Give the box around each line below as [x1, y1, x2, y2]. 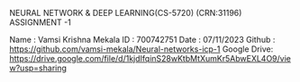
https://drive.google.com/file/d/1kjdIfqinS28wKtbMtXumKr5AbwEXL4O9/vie [9, 53, 291, 63]
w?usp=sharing [9, 62, 68, 73]
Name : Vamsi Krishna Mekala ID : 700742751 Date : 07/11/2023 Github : [9, 35, 276, 45]
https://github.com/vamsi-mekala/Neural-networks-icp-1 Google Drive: [9, 44, 274, 54]
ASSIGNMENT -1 [9, 17, 72, 28]
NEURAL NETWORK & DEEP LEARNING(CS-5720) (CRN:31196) [9, 8, 242, 18]
